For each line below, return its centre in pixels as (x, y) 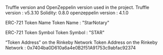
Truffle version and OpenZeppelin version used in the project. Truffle (77, 7)
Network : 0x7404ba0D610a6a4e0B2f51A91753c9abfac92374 (71, 48)
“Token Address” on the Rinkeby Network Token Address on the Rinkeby (81, 42)
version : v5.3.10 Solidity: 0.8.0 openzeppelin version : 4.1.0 (67, 13)
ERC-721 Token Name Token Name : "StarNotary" (57, 23)
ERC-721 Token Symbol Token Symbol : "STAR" (55, 32)
